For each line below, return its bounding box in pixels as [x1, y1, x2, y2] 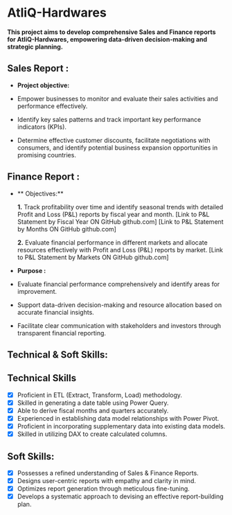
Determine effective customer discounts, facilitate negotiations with [17, 136, 211, 144]
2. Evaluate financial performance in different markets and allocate [17, 238, 208, 247]
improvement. [17, 287, 57, 295]
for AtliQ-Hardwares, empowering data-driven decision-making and [7, 35, 208, 43]
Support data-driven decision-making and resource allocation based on [17, 300, 222, 309]
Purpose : [17, 266, 46, 274]
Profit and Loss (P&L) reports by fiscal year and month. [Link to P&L [17, 210, 210, 218]
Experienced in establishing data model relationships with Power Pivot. [17, 414, 220, 422]
